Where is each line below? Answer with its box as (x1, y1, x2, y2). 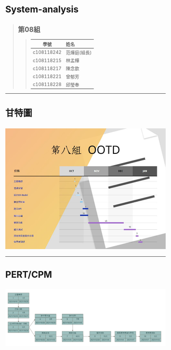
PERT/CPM (5, 268, 52, 280)
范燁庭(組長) (66, 49, 92, 56)
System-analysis (5, 4, 79, 15)
